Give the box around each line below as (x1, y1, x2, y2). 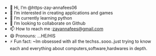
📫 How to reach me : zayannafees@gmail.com (9, 26, 104, 31)
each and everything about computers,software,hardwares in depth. (9, 46, 148, 51)
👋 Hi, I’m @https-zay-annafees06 (9, 5, 77, 10)
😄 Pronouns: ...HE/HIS (9, 33, 56, 39)
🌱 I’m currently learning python (9, 15, 72, 21)
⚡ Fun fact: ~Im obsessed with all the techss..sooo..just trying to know (9, 38, 152, 44)
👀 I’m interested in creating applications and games (9, 10, 113, 16)
